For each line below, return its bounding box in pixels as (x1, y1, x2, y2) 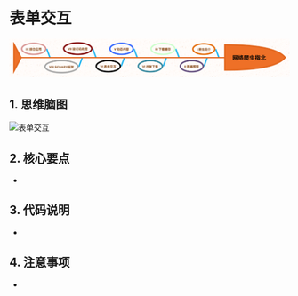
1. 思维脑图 (9, 97, 68, 112)
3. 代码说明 (9, 203, 70, 218)
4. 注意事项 (9, 255, 70, 270)
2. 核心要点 (9, 150, 70, 165)
